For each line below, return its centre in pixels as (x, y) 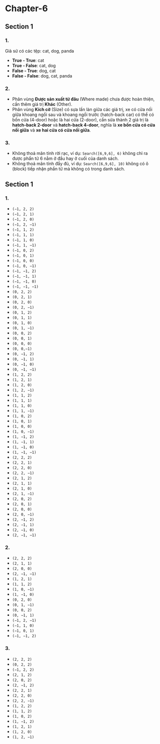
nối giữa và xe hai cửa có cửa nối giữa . (51, 130)
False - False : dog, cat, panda (42, 76)
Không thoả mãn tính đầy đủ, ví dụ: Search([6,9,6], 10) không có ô (80, 164)
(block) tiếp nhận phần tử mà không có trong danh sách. (69, 169)
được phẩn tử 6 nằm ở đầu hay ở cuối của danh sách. (65, 158)
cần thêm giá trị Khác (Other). (42, 104)
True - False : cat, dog (34, 65)
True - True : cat (28, 60)
